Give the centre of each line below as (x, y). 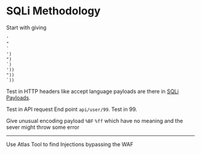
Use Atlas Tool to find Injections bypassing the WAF (70, 144)
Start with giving (26, 27)
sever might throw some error (43, 127)
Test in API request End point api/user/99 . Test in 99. (72, 109)
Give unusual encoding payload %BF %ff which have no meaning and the (95, 121)
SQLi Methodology (53, 11)
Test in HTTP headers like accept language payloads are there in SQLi (92, 91)
